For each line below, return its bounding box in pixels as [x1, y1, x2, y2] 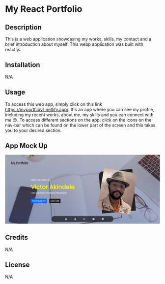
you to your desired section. [5, 127, 62, 133]
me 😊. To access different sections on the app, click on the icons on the [5, 117, 152, 123]
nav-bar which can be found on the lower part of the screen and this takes [5, 122, 156, 128]
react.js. [5, 47, 22, 52]
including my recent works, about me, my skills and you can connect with [5, 112, 154, 118]
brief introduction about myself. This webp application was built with [5, 41, 144, 47]
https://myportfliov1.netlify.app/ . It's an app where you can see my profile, [5, 106, 155, 112]
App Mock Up [5, 142, 48, 150]
